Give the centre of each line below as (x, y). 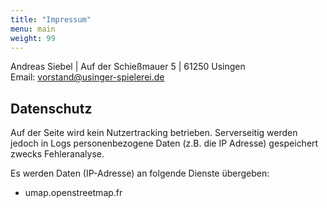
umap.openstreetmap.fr (73, 193)
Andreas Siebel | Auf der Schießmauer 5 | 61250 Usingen (128, 67)
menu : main (33, 29)
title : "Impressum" (51, 19)
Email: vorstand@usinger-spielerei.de (87, 77)
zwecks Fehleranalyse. (57, 154)
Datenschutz (51, 108)
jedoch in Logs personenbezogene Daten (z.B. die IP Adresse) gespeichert (164, 143)
